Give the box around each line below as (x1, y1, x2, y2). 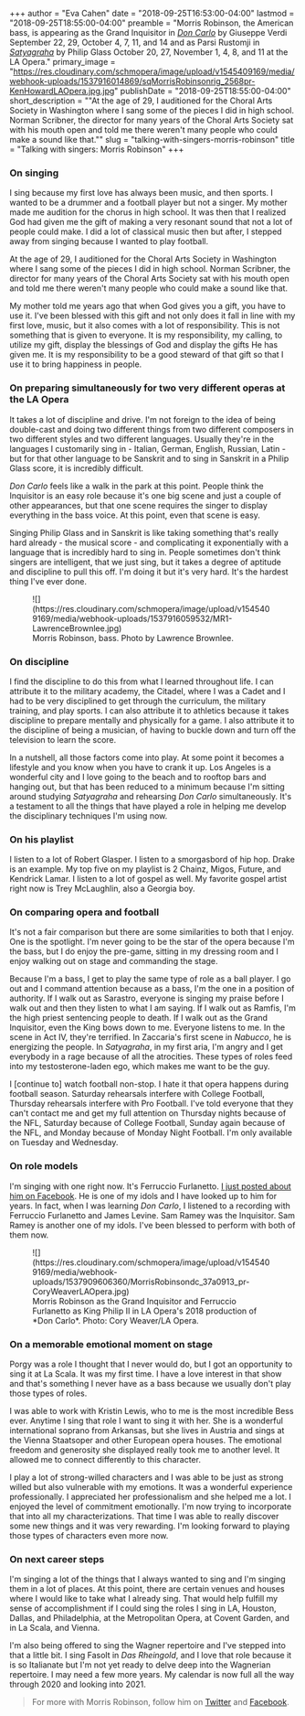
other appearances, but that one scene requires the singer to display (9, 499, 268, 510)
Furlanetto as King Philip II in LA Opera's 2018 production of (32, 1305, 258, 1316)
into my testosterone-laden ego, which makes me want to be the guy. (9, 1061, 271, 1072)
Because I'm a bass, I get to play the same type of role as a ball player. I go (9, 973, 291, 984)
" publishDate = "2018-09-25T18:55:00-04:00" (113, 86, 291, 96)
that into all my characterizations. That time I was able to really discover (9, 1511, 279, 1522)
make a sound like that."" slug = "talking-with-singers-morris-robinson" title (9, 134, 295, 145)
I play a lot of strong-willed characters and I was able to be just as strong (9, 1472, 284, 1483)
